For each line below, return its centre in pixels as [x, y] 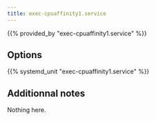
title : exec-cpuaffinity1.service [57, 13]
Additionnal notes [46, 93]
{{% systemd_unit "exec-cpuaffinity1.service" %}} [78, 72]
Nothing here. [27, 110]
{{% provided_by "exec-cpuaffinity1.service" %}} [77, 33]
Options [25, 55]
